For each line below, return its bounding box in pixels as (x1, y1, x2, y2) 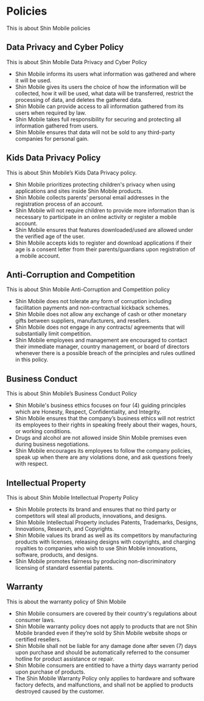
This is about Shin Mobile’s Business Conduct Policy (6, 390, 137, 397)
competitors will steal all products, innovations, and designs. (15, 512, 167, 519)
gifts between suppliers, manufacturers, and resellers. (15, 317, 151, 325)
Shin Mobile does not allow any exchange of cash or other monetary (15, 311, 187, 318)
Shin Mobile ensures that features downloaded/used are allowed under (15, 226, 194, 233)
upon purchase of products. (15, 668, 85, 675)
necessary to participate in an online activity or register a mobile (15, 213, 177, 220)
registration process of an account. (15, 200, 104, 207)
